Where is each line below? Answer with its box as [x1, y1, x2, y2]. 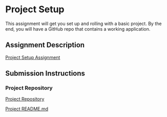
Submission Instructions [5, 69, 86, 78]
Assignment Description [5, 41, 85, 50]
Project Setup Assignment [5, 54, 60, 60]
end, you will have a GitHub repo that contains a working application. [5, 26, 151, 32]
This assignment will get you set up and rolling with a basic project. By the [5, 20, 162, 27]
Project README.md [5, 106, 49, 112]
